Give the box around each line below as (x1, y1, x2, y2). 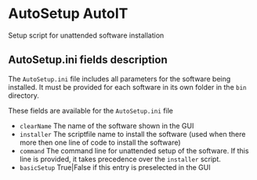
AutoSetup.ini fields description (8, 53, 168, 67)
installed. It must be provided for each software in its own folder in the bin (8, 82, 247, 92)
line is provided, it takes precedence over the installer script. (19, 154, 222, 164)
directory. (8, 91, 39, 100)
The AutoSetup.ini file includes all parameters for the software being (8, 74, 231, 83)
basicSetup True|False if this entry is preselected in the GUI (19, 162, 211, 172)
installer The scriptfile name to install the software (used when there (19, 129, 246, 139)
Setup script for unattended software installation (8, 31, 165, 40)
